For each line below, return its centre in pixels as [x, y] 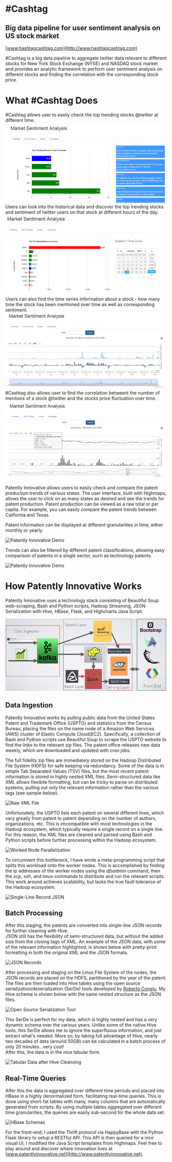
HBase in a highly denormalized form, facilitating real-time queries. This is [83, 1096]
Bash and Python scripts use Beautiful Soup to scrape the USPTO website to [86, 739]
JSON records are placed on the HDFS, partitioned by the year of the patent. [86, 978]
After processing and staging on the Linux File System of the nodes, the [81, 972]
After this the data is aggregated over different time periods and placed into [85, 1091]
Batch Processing [34, 913]
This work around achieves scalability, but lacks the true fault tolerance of [83, 882]
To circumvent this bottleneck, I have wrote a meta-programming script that [85, 860]
